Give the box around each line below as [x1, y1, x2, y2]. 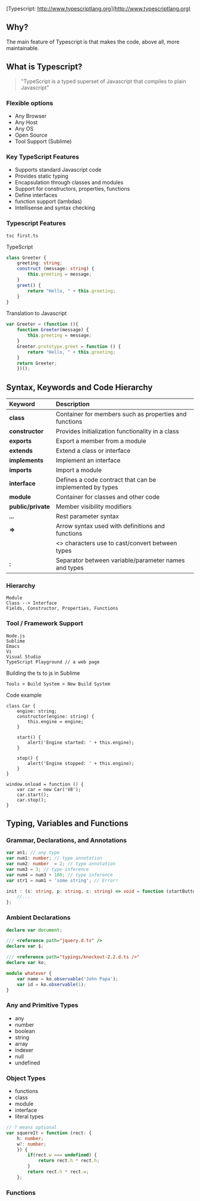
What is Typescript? [6, 62, 83, 72]
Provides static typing [14, 172, 68, 180]
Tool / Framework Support [6, 619, 83, 628]
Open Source [14, 131, 48, 138]
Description [55, 400, 90, 408]
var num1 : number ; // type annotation [6, 856, 102, 862]
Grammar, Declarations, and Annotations [6, 836, 127, 844]
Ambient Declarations [6, 913, 71, 922]
